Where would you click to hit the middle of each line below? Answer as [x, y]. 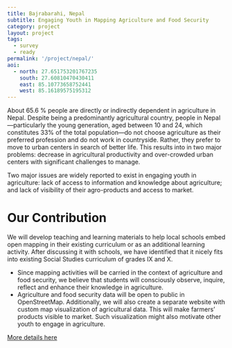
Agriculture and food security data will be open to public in [101, 295]
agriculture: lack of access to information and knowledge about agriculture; [115, 183]
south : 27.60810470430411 [57, 78]
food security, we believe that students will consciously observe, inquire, [121, 280]
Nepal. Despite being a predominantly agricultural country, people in [105, 118]
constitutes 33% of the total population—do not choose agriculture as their [114, 133]
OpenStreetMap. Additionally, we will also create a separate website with [121, 302]
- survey [26, 46]
